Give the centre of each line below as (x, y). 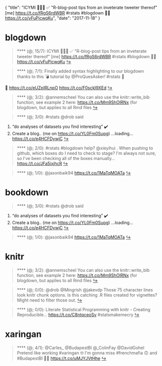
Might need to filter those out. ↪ (50, 300)
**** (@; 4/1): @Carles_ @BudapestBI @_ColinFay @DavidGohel (81, 348)
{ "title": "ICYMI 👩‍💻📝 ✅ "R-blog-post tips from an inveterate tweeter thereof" (81, 8)
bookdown (27, 193)
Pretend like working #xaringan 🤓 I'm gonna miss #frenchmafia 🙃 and (87, 353)
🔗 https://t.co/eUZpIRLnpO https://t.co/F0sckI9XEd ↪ (59, 88)
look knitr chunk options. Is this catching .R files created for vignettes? (87, 295)
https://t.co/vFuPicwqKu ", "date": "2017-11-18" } (53, 18)
